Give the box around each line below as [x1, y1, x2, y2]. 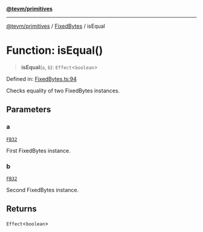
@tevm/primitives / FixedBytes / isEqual [6, 22, 106, 30]
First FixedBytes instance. [6, 147, 71, 154]
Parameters [6, 105, 51, 115]
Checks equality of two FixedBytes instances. [6, 87, 120, 94]
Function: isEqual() [6, 43, 103, 57]
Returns [6, 204, 37, 214]
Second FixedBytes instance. [6, 186, 79, 193]
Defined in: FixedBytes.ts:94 [6, 75, 77, 82]
